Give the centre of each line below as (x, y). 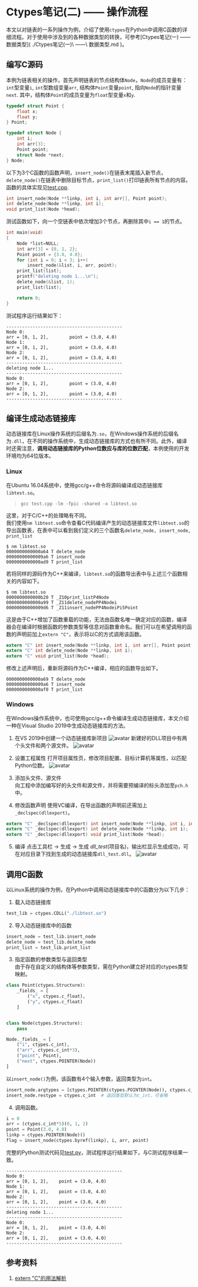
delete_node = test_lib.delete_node (51, 942)
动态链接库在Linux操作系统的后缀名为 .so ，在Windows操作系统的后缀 (90, 434)
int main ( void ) (25, 233)
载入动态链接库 (33, 902)
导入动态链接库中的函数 (43, 925)
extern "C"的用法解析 (40, 1278)
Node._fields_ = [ (29, 1039)
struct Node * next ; (41, 155)
